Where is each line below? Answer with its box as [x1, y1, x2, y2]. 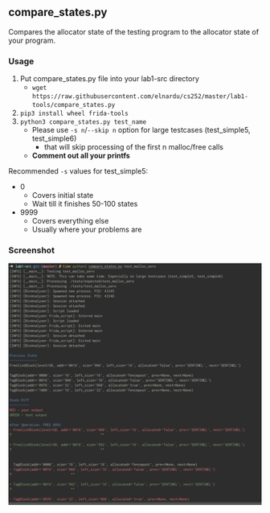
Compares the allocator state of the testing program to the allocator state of [8, 27, 260, 36]
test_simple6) [31, 133, 77, 143]
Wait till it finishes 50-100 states [31, 199, 138, 209]
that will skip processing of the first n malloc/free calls [43, 142, 223, 152]
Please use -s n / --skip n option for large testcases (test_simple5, [31, 125, 251, 135]
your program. [8, 35, 56, 45]
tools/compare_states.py [31, 101, 116, 109]
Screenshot [8, 244, 55, 256]
